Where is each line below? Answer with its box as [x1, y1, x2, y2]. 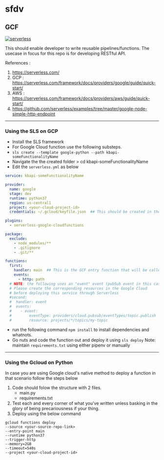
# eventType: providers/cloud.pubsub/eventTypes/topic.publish [9, 313, 156, 318]
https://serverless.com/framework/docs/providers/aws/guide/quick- [12, 95, 150, 101]
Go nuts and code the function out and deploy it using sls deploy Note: [12, 337, 156, 343]
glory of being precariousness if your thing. [12, 405, 100, 411]
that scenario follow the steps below [5, 375, 78, 381]
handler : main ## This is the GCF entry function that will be [14, 268, 147, 273]
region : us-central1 [9, 200, 51, 205]
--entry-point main [5, 429, 45, 434]
